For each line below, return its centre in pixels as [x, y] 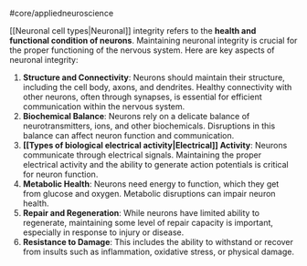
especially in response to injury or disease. [103, 232]
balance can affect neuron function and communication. [128, 135]
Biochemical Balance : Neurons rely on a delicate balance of [136, 116]
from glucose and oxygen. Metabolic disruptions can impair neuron [149, 194]
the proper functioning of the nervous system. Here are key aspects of [143, 50]
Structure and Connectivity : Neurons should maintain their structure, [153, 77]
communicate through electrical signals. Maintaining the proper [142, 155]
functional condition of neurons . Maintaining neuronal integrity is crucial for [153, 41]
